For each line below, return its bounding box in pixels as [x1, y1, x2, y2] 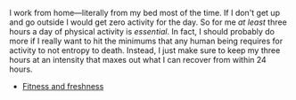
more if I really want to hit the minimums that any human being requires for [9, 35, 284, 46]
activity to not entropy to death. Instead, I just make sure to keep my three [9, 45, 281, 56]
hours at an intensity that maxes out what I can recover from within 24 [9, 55, 267, 65]
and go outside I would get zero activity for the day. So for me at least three [9, 17, 287, 27]
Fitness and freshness [21, 81, 104, 91]
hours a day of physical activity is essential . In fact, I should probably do [9, 27, 275, 36]
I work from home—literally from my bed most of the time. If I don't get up [9, 8, 281, 18]
